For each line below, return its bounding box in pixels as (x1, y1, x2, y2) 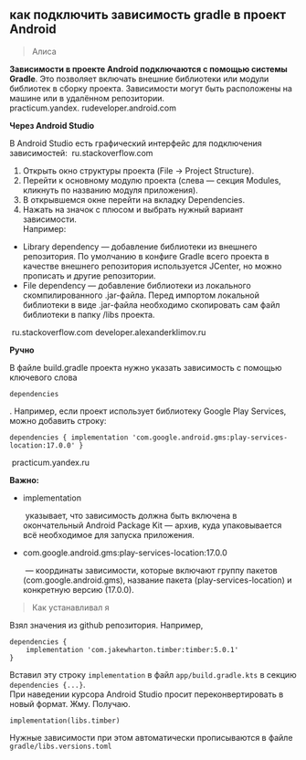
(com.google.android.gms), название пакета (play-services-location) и (22, 575, 292, 586)
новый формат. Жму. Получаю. (9, 698, 131, 709)
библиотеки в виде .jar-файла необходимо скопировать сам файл (22, 299, 280, 310)
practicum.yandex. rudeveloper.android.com (9, 102, 176, 113)
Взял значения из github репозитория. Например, (9, 619, 204, 630)
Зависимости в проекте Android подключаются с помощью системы (9, 63, 288, 74)
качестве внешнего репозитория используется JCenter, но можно (22, 260, 282, 271)
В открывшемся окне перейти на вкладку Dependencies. (22, 194, 245, 205)
